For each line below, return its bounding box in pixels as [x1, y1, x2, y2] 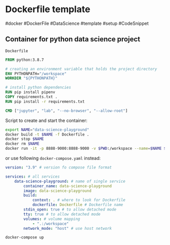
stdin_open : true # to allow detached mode [23, 207, 116, 212]
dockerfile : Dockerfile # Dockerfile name [32, 202, 123, 208]
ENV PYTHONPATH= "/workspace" [5, 71, 67, 76]
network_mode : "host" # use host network [23, 226, 112, 231]
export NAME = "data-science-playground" [5, 127, 90, 132]
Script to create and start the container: [5, 117, 88, 124]
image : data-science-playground [23, 188, 92, 193]
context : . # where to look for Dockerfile [32, 197, 125, 203]
